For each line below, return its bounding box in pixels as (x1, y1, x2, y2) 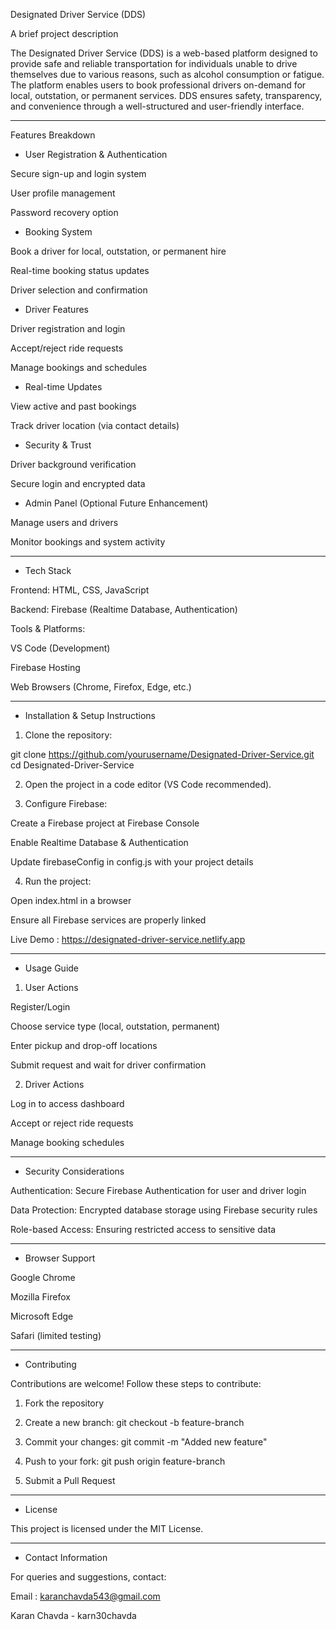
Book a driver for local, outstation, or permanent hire (10, 245, 227, 257)
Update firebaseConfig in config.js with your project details (10, 856, 254, 868)
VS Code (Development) (10, 642, 111, 654)
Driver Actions (24, 1079, 85, 1090)
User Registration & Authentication (24, 149, 168, 160)
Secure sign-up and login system (10, 168, 147, 179)
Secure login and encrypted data (10, 478, 146, 489)
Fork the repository (24, 1397, 105, 1409)
